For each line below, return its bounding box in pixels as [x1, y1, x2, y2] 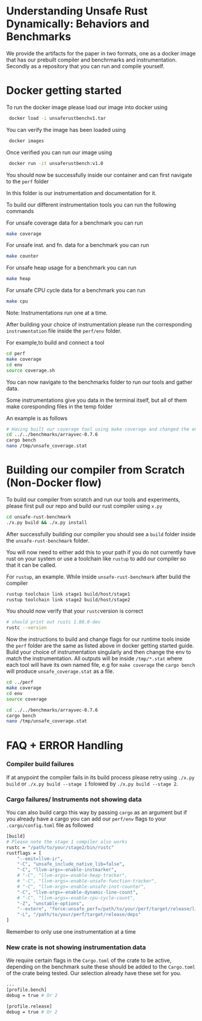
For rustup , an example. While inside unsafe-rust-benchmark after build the [6, 573, 191, 580]
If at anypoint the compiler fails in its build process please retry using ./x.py [6, 773, 195, 781]
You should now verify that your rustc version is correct [6, 607, 143, 615]
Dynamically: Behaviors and [6, 17, 150, 31]
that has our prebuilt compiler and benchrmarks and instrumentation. [6, 56, 177, 63]
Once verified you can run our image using [6, 149, 112, 156]
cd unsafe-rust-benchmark [6, 514, 71, 520]
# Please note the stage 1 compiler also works [6, 838, 128, 845]
